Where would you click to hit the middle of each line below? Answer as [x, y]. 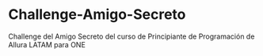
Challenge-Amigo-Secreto [97, 15]
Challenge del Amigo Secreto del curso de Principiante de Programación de [131, 36]
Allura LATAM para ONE [47, 44]
